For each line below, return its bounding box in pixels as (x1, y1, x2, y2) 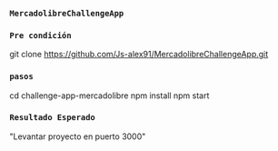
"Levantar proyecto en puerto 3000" (9, 131, 146, 142)
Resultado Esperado (9, 113, 95, 123)
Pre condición (9, 30, 72, 40)
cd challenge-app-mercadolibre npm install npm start (9, 90, 210, 101)
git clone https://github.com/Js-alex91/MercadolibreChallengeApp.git (9, 49, 269, 60)
